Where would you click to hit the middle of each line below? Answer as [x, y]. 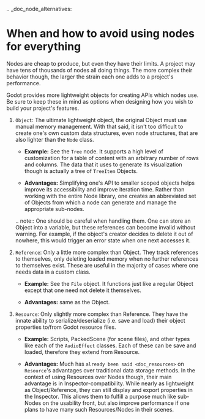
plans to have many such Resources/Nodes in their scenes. [99, 409]
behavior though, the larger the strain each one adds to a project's [90, 77]
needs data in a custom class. [53, 272]
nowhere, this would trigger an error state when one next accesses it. [103, 240]
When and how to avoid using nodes [100, 34]
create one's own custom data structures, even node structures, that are [106, 133]
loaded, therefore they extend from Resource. [82, 352]
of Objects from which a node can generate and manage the [100, 202]
